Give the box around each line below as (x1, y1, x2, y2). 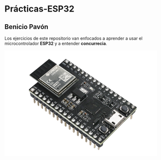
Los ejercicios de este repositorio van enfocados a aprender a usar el (4, 35, 143, 41)
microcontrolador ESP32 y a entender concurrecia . (4, 41, 107, 46)
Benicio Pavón (4, 23, 49, 31)
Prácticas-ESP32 (4, 3, 74, 15)
